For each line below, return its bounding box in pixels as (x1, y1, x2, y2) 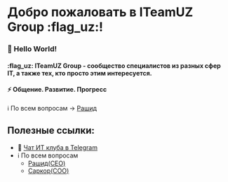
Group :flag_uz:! (7, 19, 104, 35)
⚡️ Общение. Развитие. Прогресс (7, 85, 107, 94)
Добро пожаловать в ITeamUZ (7, 4, 194, 20)
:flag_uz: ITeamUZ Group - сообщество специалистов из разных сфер (7, 61, 221, 70)
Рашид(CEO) (27, 159, 66, 167)
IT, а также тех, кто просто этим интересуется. (7, 69, 152, 77)
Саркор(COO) (27, 166, 69, 175)
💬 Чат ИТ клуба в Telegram (17, 143, 98, 151)
